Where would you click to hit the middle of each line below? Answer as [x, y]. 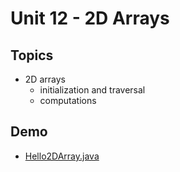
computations [68, 100]
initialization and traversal [92, 90]
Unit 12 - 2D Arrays [90, 18]
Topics [32, 55]
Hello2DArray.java [62, 156]
